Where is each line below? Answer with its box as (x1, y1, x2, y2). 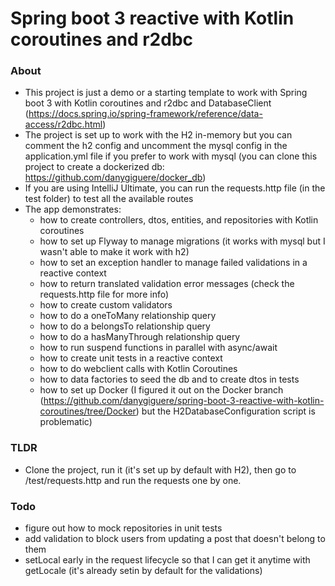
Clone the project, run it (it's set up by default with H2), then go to (24, 463, 297, 476)
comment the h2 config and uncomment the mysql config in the (24, 140, 288, 152)
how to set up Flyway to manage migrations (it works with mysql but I (39, 235, 326, 247)
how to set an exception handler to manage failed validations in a (39, 257, 308, 269)
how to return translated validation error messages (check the (39, 278, 295, 290)
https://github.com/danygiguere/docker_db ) (24, 172, 207, 184)
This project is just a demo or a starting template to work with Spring (24, 87, 308, 99)
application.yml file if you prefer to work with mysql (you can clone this (24, 150, 318, 162)
